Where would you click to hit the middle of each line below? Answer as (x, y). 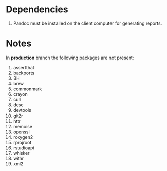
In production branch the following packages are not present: (70, 58)
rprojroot (22, 142)
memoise (22, 126)
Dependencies (37, 9)
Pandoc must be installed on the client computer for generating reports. (88, 23)
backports (24, 73)
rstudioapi (23, 148)
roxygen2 (23, 137)
